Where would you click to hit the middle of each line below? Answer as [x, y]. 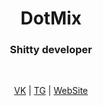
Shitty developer [51, 50]
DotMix [51, 18]
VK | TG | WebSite [50, 91]
